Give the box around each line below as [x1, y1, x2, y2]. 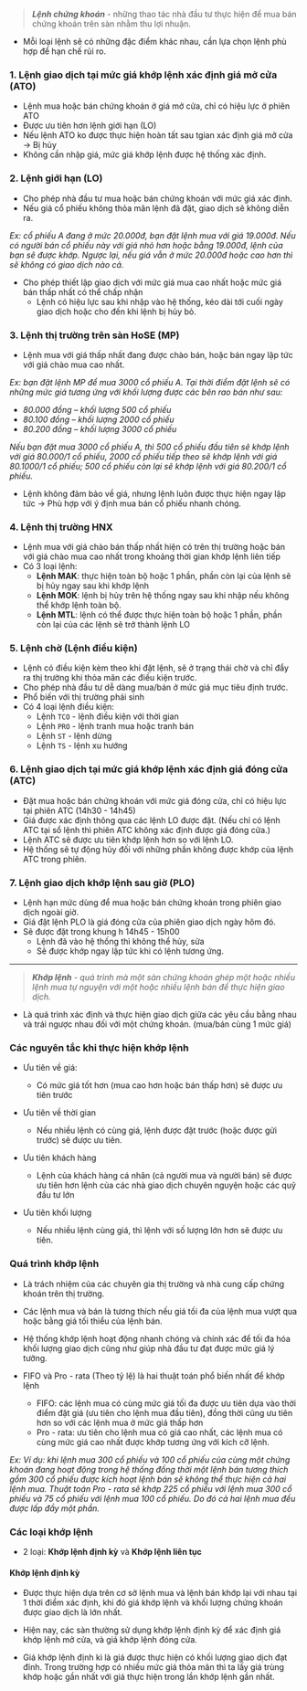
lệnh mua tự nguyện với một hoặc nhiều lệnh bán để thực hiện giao [31, 982, 285, 993]
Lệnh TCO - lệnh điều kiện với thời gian [36, 711, 180, 722]
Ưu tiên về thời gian [22, 1107, 97, 1118]
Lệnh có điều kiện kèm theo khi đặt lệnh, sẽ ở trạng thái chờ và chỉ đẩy [22, 662, 290, 673]
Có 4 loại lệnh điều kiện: [22, 702, 114, 713]
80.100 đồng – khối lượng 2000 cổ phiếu [22, 414, 175, 425]
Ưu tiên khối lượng [22, 1207, 92, 1219]
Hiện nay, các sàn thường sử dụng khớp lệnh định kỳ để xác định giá [22, 1624, 281, 1635]
